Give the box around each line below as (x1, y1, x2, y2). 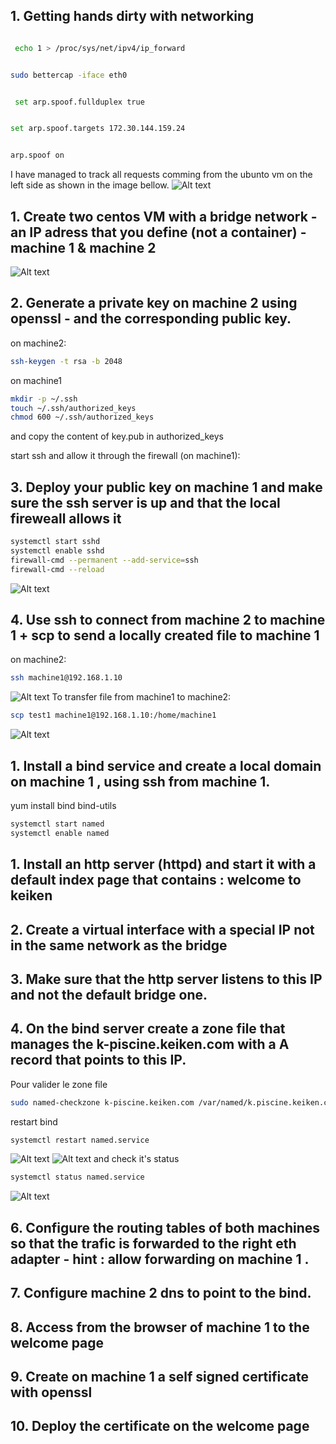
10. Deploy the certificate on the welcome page (10, 1418, 310, 1435)
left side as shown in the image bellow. (10, 179, 170, 191)
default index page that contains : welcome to (10, 872, 302, 889)
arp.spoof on (10, 150, 65, 161)
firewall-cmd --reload (10, 564, 105, 574)
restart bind (10, 1115, 58, 1128)
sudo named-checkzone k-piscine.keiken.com (10, 1097, 195, 1108)
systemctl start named (10, 819, 105, 829)
